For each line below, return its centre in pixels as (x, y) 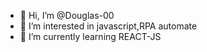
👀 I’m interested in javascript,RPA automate (108, 26)
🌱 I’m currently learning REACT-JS (90, 36)
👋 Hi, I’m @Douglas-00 (67, 15)
